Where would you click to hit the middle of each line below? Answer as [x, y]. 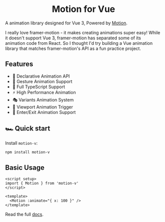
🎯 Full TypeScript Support [39, 87]
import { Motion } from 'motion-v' [42, 183]
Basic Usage [25, 167]
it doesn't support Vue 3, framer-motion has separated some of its [73, 38]
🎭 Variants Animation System [43, 100]
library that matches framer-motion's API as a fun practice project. [73, 48]
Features [19, 64]
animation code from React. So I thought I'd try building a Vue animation [79, 43]
